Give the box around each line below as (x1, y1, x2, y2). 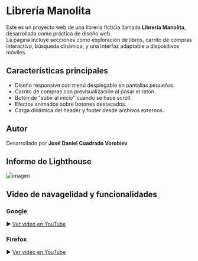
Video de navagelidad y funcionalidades (6, 189, 158, 199)
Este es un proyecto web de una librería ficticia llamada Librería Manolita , (6, 24, 186, 31)
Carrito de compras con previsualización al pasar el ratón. (14, 87, 156, 95)
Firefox (6, 235, 27, 243)
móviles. (6, 48, 27, 56)
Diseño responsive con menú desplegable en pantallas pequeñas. (14, 81, 176, 89)
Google (6, 207, 28, 215)
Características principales (6, 66, 108, 76)
